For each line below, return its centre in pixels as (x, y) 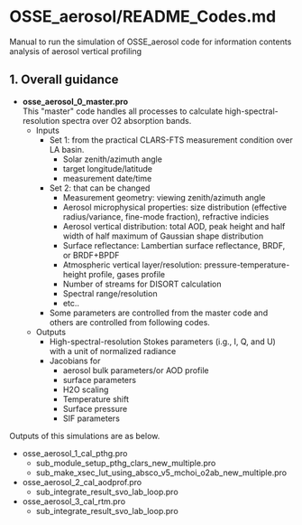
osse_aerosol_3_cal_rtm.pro (74, 501)
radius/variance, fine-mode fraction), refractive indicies (166, 216)
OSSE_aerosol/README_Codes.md (143, 17)
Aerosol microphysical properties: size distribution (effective (174, 207)
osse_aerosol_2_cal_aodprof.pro (82, 482)
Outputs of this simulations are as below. (85, 436)
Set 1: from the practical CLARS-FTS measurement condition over (171, 140)
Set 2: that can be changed (100, 188)
